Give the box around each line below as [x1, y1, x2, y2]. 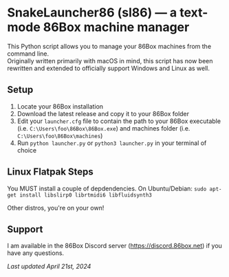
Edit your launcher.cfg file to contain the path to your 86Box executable [17, 117, 221, 125]
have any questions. [7, 249, 64, 257]
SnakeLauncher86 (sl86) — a [7, 5, 177, 21]
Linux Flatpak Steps [7, 166, 94, 178]
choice [17, 146, 37, 154]
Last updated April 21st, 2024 [7, 263, 91, 271]
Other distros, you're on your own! [7, 203, 105, 212]
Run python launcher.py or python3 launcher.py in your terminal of [17, 139, 207, 147]
